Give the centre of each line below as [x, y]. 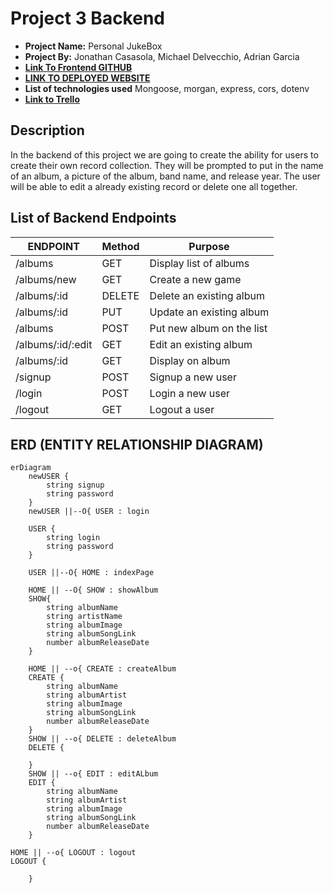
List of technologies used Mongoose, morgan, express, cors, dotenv [167, 88]
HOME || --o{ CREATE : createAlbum [102, 669]
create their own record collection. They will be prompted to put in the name [167, 165]
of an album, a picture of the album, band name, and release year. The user [165, 176]
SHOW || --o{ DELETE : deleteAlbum [102, 739]
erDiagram [31, 468]
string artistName [84, 617]
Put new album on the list [208, 328]
